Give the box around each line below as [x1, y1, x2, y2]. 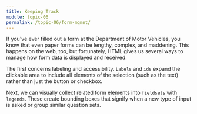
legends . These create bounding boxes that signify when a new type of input [6, 95, 192, 102]
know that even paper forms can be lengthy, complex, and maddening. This [6, 42, 189, 49]
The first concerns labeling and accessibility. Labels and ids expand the [6, 65, 181, 72]
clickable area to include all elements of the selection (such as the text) [6, 71, 179, 79]
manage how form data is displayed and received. [6, 54, 128, 61]
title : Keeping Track [6, 8, 59, 15]
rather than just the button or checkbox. [6, 78, 103, 85]
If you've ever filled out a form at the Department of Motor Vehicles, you [6, 36, 181, 43]
